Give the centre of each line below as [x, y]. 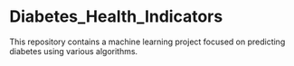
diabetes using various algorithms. [74, 51]
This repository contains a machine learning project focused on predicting [147, 42]
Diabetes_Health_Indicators [116, 17]
